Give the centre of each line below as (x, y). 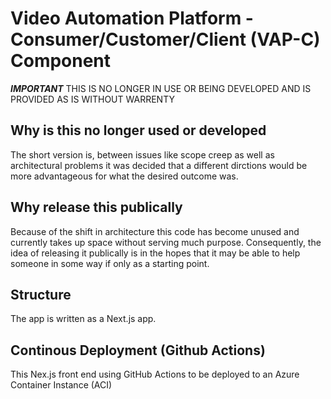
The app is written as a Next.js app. (83, 319)
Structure (41, 294)
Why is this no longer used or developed (138, 130)
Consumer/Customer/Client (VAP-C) (165, 39)
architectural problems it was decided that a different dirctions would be (159, 165)
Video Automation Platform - (132, 18)
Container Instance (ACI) (61, 385)
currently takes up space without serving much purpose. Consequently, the (166, 242)
